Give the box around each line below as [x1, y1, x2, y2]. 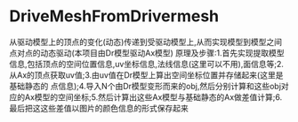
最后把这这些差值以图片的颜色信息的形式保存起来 [9, 103, 189, 113]
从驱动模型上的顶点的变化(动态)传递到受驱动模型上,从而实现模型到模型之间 [9, 36, 283, 47]
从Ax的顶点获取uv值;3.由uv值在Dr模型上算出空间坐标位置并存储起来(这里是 [9, 69, 284, 80]
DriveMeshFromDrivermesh [9, 6, 220, 27]
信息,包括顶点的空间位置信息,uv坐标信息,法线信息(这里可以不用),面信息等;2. [9, 58, 285, 69]
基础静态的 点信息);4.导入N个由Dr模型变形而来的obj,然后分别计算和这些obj [9, 80, 282, 91]
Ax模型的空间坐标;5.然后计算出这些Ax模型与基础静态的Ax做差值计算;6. [24, 91, 283, 103]
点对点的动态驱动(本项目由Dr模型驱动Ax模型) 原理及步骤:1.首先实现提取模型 [9, 47, 285, 58]
